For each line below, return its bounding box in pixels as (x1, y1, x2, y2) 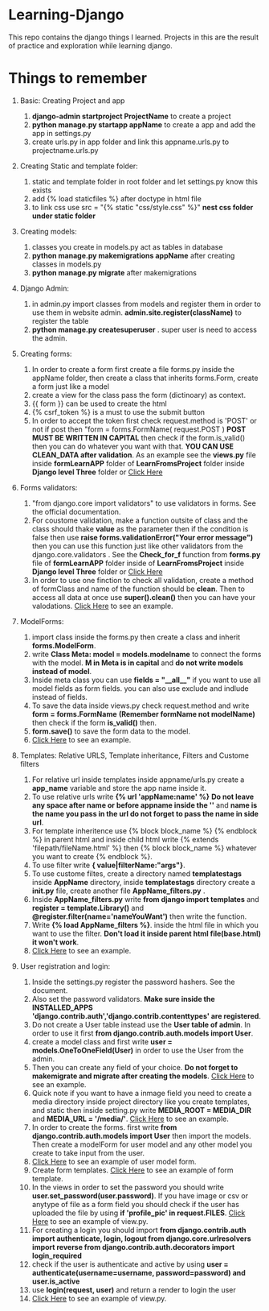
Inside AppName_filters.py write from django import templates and (31, 894, 259, 904)
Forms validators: (19, 482, 78, 492)
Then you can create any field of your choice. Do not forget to (31, 1062, 238, 1072)
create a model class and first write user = (31, 1036, 173, 1046)
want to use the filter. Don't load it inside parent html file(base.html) (31, 928, 262, 938)
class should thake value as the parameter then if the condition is (31, 523, 249, 533)
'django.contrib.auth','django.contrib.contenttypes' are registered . (31, 1011, 261, 1020)
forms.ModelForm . (31, 640, 96, 650)
